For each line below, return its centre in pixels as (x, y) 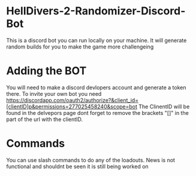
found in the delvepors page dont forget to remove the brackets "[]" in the (97, 113)
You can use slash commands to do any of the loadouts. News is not (91, 160)
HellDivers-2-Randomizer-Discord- (96, 11)
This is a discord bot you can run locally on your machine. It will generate (97, 40)
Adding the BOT (46, 71)
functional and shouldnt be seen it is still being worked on (77, 166)
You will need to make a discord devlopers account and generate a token (96, 87)
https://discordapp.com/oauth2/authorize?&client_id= (73, 100)
